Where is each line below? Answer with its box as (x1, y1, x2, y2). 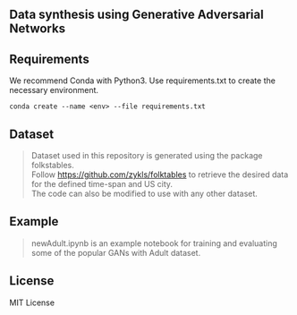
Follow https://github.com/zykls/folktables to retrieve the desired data (30, 169, 289, 180)
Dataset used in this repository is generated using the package (30, 150, 263, 161)
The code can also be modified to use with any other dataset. (30, 188, 258, 200)
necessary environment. (9, 85, 99, 96)
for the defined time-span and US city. (30, 179, 173, 190)
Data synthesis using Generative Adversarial (9, 7, 264, 22)
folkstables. (30, 160, 74, 171)
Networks (9, 21, 65, 37)
